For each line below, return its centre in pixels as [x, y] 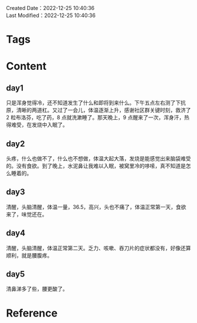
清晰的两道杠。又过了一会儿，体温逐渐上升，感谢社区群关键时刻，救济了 [103, 110]
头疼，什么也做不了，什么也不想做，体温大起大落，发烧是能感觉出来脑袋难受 [98, 159]
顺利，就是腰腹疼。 [29, 255]
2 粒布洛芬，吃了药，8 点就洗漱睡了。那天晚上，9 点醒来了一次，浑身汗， [95, 117]
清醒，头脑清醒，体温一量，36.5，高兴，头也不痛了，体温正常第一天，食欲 [96, 207]
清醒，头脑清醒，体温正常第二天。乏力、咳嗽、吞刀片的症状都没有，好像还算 [98, 248]
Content [26, 66]
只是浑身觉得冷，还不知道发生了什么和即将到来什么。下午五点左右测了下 [93, 103]
